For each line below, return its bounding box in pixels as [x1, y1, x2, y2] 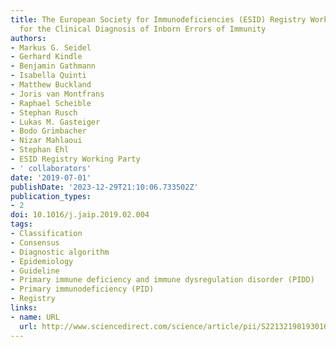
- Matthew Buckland [10, 80, 92, 90]
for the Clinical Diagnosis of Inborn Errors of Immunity [19, 24, 267, 34]
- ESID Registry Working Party [10, 154, 141, 164]
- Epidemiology [10, 256, 74, 266]
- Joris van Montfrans [10, 89, 105, 99]
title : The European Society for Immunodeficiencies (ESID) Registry [10, 14, 307, 25]
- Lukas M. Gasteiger [10, 117, 101, 127]
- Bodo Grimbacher [10, 126, 87, 136]
